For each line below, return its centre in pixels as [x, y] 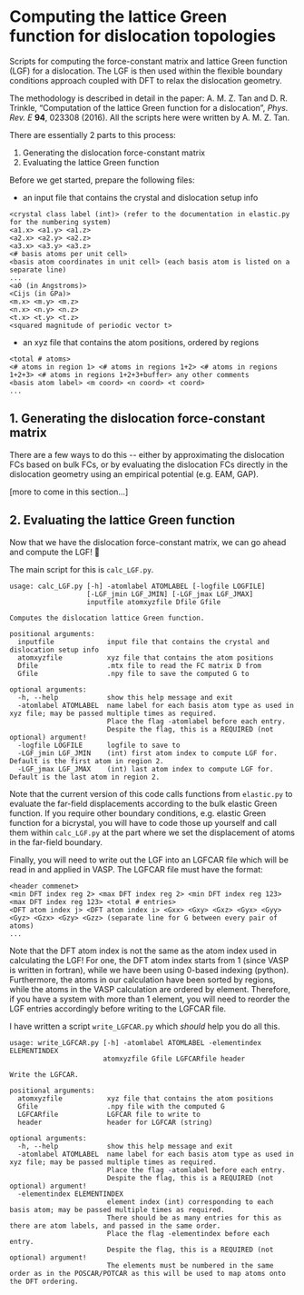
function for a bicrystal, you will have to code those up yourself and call [143, 822]
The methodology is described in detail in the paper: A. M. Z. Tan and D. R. [149, 98]
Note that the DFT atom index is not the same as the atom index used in [143, 951]
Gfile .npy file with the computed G [121, 1106]
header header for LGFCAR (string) [115, 1122]
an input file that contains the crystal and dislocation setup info [140, 197]
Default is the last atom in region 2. [85, 777]
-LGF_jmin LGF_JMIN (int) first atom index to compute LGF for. [148, 753]
